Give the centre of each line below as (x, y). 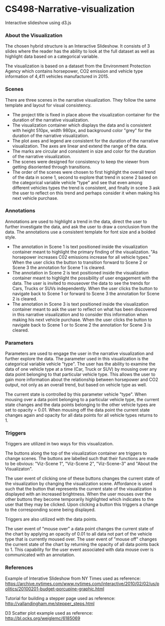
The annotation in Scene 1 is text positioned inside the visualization (80, 246)
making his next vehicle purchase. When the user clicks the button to (82, 320)
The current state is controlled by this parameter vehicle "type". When (76, 394)
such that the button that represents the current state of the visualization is (81, 489)
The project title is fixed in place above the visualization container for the (86, 114)
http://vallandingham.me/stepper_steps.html (50, 603)
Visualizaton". (19, 469)
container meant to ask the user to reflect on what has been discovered (84, 309)
